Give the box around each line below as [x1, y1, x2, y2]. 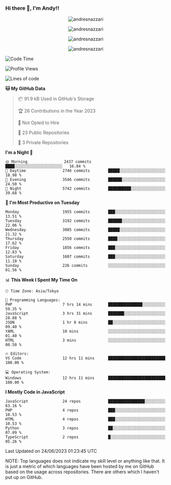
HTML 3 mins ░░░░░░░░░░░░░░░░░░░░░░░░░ [5, 338, 166, 343]
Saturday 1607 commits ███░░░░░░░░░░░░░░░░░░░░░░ [5, 254, 166, 260]
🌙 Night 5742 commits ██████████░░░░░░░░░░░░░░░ [5, 186, 166, 191]
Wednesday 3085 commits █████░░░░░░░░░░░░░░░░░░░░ [5, 227, 166, 233]
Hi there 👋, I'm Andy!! [5, 5, 60, 12]
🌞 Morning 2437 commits [5, 159, 92, 165]
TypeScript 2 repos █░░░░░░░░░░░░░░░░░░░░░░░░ [5, 434, 166, 440]
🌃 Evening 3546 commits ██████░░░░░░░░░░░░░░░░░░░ [5, 177, 166, 182]
